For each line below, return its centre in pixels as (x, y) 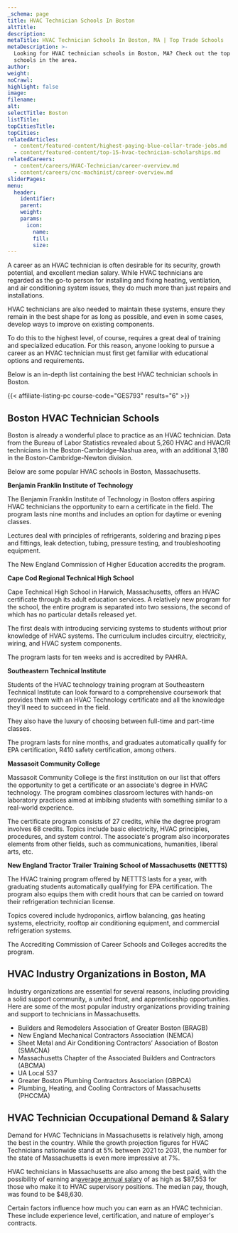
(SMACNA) (34, 1050)
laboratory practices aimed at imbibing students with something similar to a (118, 800)
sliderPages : (27, 179)
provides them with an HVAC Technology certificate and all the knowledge (116, 700)
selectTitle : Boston (38, 113)
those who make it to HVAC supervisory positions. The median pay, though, (118, 1186)
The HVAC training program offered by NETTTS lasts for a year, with (107, 879)
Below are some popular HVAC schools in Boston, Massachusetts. (104, 472)
